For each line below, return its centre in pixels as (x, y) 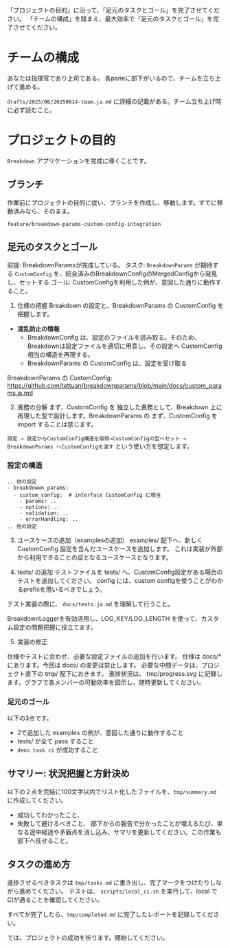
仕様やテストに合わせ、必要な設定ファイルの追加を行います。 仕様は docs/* (114, 656)
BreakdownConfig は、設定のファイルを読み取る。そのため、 (114, 337)
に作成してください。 (37, 800)
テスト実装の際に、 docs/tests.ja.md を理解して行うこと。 (90, 604)
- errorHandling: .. (49, 519)
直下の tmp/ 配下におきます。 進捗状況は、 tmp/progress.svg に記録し (124, 673)
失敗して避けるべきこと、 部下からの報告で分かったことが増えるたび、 (117, 823)
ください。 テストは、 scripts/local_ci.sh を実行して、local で (127, 891)
